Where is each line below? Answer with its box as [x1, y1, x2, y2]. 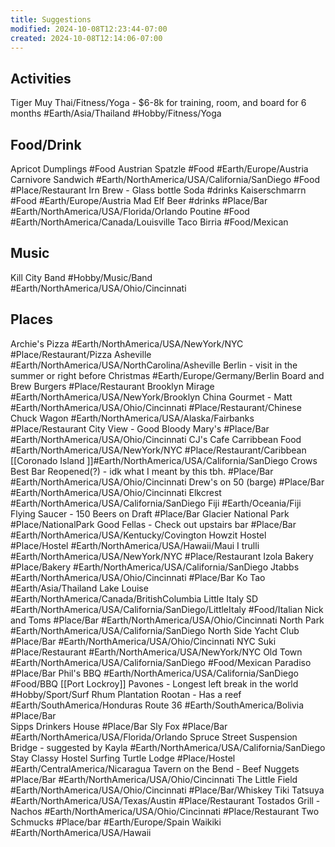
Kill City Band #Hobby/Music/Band [10, 271, 153, 283]
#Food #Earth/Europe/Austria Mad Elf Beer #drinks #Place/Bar [10, 195, 268, 206]
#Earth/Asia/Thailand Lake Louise [10, 582, 149, 594]
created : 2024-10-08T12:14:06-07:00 [10, 33, 163, 43]
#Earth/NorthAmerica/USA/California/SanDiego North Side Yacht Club [10, 624, 300, 636]
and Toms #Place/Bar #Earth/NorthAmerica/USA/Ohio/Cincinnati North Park [10, 614, 325, 626]
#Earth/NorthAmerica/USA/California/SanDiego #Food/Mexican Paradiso [10, 656, 312, 668]
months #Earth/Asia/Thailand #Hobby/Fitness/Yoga [10, 107, 222, 120]
